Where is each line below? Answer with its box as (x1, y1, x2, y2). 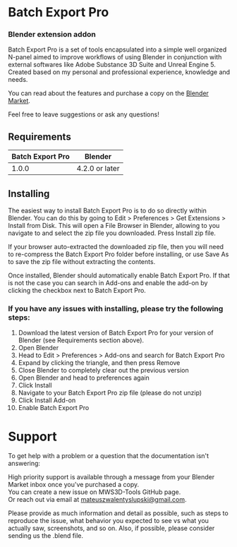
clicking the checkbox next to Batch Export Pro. (8, 287, 147, 295)
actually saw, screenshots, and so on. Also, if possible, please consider (8, 524, 215, 533)
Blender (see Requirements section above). (18, 336, 144, 344)
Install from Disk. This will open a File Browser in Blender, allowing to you (8, 222, 220, 230)
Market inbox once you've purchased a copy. (8, 481, 140, 489)
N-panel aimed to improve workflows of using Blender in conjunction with (8, 53, 222, 61)
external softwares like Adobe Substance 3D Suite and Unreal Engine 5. (8, 61, 216, 69)
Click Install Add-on (18, 396, 76, 404)
